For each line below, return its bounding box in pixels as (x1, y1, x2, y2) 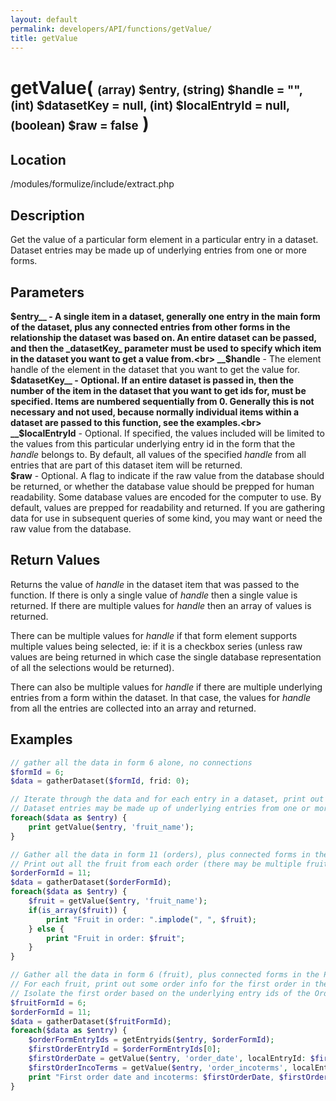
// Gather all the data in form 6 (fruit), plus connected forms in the (10, 970, 320, 980)
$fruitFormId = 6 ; (10, 997, 87, 1008)
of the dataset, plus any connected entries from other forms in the (10, 321, 291, 333)
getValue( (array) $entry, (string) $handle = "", (10, 76, 303, 99)
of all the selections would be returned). (10, 661, 175, 673)
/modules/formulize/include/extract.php (10, 178, 175, 190)
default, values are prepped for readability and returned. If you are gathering (10, 502, 326, 513)
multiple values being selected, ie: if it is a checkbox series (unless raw (10, 640, 303, 652)
